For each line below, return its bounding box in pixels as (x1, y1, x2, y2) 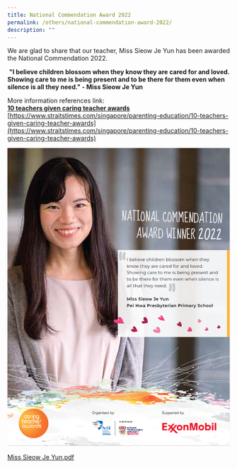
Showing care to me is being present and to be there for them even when (7, 75, 225, 84)
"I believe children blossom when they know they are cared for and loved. (8, 68, 230, 76)
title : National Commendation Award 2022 (7, 11, 132, 18)
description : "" (7, 26, 55, 33)
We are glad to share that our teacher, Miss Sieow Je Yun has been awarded (7, 47, 230, 55)
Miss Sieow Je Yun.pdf (7, 452, 74, 461)
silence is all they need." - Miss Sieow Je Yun (7, 83, 144, 91)
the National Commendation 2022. (7, 54, 108, 63)
